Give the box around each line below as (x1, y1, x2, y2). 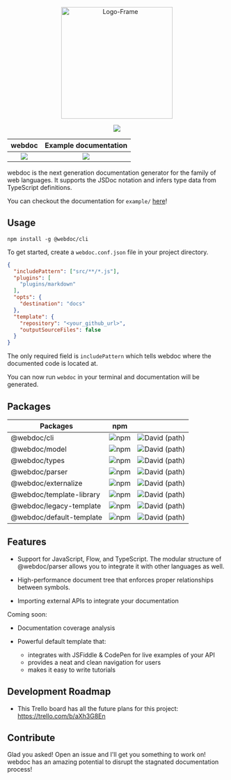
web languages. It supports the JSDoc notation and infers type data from (7, 176, 217, 184)
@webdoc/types (10, 456, 65, 465)
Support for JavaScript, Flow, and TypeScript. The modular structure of (17, 554, 222, 563)
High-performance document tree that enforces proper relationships (17, 575, 214, 584)
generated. (7, 381, 39, 389)
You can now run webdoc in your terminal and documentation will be (7, 373, 200, 381)
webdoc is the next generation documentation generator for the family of (7, 168, 216, 177)
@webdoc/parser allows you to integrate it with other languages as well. (17, 562, 225, 571)
